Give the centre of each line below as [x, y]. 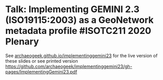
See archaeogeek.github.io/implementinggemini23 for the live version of [81, 55]
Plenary [22, 42]
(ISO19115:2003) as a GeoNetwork [79, 20]
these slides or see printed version [42, 61]
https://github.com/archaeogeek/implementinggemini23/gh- [69, 66]
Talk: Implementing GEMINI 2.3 [72, 9]
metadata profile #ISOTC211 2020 [78, 31]
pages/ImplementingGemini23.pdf [41, 71]
